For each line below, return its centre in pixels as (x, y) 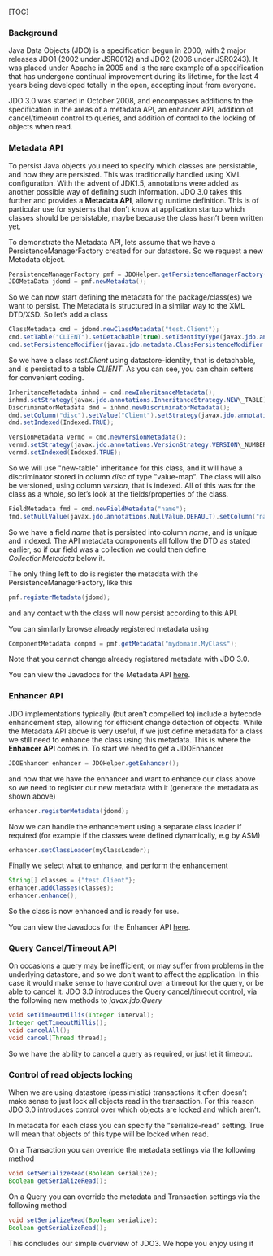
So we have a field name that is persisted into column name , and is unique (133, 532)
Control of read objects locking (71, 1074)
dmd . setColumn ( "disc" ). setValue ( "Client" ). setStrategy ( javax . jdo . (123, 415)
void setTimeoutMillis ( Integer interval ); (81, 1015)
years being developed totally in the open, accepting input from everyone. (132, 85)
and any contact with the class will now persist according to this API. (123, 613)
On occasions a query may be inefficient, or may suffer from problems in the (136, 966)
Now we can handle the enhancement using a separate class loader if (125, 826)
